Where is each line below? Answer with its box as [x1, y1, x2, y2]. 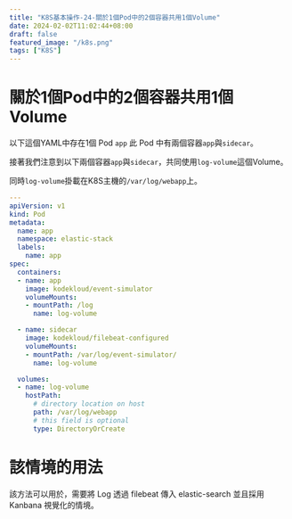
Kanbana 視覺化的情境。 [9, 499, 100, 510]
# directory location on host [32, 400, 145, 408]
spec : [9, 259, 29, 268]
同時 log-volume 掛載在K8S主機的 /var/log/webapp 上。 [9, 176, 203, 186]
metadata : [9, 218, 46, 227]
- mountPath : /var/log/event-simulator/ [25, 350, 177, 359]
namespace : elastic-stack [17, 235, 114, 243]
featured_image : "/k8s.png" [9, 37, 114, 47]
